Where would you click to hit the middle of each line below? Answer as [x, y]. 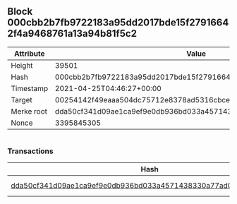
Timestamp [30, 88]
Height [22, 65]
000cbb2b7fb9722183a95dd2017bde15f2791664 [118, 23]
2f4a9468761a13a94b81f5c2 [72, 34]
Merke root [29, 111]
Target [22, 100]
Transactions [31, 151]
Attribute [29, 54]
